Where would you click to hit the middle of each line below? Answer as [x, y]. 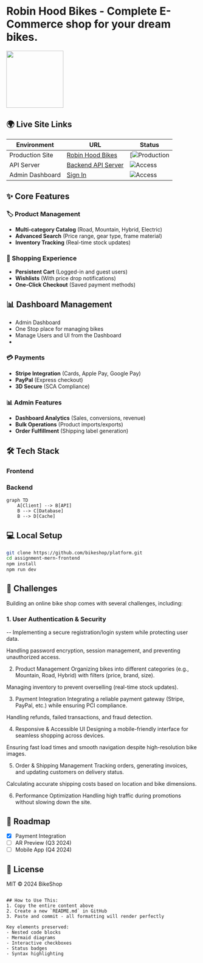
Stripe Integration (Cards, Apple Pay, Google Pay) [78, 373]
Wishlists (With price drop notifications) [66, 278]
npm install [21, 564]
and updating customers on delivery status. [70, 772]
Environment [35, 144]
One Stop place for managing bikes [59, 329]
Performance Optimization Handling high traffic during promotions [98, 795]
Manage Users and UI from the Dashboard [68, 335]
